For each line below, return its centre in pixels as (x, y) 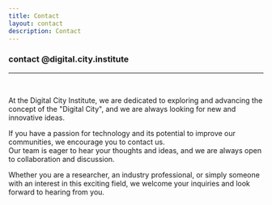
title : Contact (34, 16)
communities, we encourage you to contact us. (87, 142)
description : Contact (45, 31)
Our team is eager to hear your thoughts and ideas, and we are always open (135, 150)
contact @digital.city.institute (69, 59)
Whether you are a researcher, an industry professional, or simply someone (134, 174)
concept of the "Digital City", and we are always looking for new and (122, 109)
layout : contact (36, 23)
